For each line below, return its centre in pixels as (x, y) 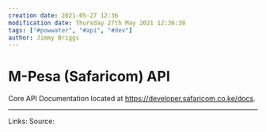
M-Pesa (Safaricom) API (89, 77)
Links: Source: (32, 121)
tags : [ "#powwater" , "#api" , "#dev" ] (70, 30)
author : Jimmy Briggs (44, 38)
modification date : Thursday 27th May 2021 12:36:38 (97, 23)
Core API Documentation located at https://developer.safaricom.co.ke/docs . (132, 99)
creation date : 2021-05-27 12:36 (63, 15)
